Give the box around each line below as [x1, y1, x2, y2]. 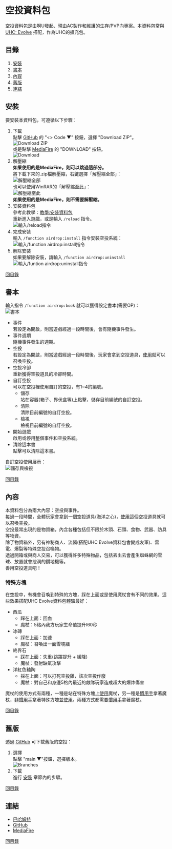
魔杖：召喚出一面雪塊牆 [20, 641, 70, 647]
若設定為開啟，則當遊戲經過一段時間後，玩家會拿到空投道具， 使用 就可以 [12, 352, 165, 358]
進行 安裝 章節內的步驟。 [12, 774, 65, 780]
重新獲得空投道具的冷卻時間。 [12, 371, 76, 377]
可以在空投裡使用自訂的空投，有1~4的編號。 [12, 384, 106, 390]
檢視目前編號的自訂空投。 [20, 422, 75, 428]
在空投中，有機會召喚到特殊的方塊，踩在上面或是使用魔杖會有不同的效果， [5, 591, 162, 598]
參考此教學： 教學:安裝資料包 [12, 209, 73, 215]
